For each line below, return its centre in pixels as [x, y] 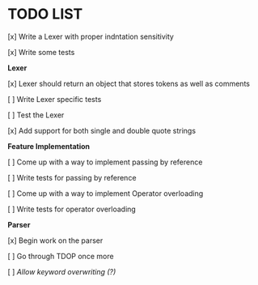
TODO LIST [45, 14]
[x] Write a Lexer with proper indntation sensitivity [91, 36]
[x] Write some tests [41, 52]
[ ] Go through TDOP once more [61, 256]
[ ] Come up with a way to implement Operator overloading [106, 193]
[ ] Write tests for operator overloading [72, 209]
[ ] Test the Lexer [36, 115]
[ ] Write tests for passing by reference [72, 177]
